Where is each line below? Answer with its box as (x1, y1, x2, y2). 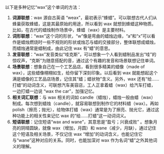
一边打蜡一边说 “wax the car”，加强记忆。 (12, 88, 97, 94)
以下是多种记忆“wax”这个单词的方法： (5, 4, 82, 10)
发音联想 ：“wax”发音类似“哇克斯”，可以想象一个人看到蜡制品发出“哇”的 (12, 51, 157, 57)
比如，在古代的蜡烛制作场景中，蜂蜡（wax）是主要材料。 (12, 27, 128, 33)
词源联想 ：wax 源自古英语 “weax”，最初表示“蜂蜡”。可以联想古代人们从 (12, 15, 158, 21)
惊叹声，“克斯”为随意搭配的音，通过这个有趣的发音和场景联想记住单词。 (12, 58, 158, 63)
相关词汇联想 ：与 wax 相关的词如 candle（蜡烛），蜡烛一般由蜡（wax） (12, 95, 156, 100)
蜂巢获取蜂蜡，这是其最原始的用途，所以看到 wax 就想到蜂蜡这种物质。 (12, 21, 156, 26)
